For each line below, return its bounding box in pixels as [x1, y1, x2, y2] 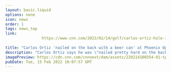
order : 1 [5, 21, 24, 27]
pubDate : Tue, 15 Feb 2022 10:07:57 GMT [5, 59, 93, 64]
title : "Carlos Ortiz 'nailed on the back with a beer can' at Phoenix [5, 45, 160, 50]
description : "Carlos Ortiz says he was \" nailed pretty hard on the [5, 50, 156, 55]
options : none [5, 12, 36, 17]
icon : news [5, 17, 28, 22]
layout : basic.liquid [5, 7, 51, 13]
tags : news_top [5, 26, 38, 31]
